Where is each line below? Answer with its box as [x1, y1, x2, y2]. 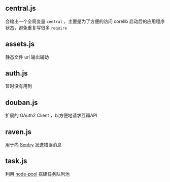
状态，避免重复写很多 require [5, 24, 67, 31]
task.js [5, 157, 27, 165]
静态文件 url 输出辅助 [5, 54, 49, 60]
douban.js [5, 98, 38, 107]
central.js [5, 4, 37, 13]
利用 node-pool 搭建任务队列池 [5, 171, 70, 177]
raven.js [5, 127, 32, 136]
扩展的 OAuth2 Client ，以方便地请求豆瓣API [5, 112, 97, 119]
